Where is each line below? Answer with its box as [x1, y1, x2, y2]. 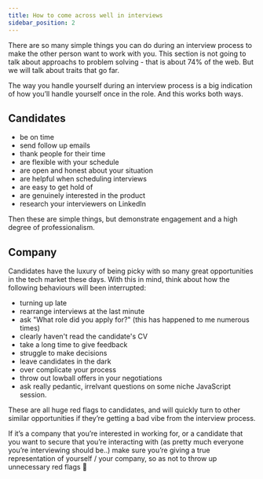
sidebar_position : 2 [8, 19, 76, 27]
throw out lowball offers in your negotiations [19, 374, 163, 383]
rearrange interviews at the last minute [19, 307, 145, 316]
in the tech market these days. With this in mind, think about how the [8, 275, 230, 284]
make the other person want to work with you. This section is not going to [8, 49, 247, 58]
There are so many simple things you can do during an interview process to [8, 40, 253, 49]
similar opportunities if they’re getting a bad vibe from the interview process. [8, 414, 256, 423]
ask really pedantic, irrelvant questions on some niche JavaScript [19, 382, 232, 391]
